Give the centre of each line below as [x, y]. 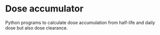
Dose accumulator [45, 9]
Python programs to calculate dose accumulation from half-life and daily [80, 22]
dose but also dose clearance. [36, 27]
